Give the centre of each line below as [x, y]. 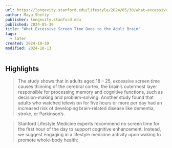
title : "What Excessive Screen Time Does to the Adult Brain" [73, 29]
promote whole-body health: [48, 140]
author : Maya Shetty [27, 15]
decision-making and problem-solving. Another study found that [86, 97]
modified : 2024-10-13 [28, 48]
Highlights [22, 69]
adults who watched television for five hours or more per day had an [90, 103]
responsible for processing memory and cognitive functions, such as [90, 92]
